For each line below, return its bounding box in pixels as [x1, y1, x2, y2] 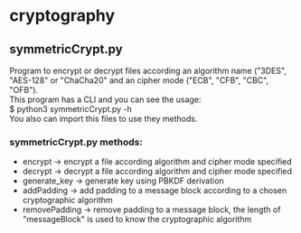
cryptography [9, 5, 116, 26]
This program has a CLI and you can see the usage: [9, 94, 202, 105]
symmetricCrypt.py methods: [9, 135, 143, 148]
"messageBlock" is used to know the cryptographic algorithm [22, 214, 252, 225]
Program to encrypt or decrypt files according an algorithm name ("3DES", [9, 65, 287, 76]
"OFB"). [9, 85, 39, 95]
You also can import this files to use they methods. [9, 114, 198, 124]
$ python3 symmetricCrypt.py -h [9, 104, 133, 114]
